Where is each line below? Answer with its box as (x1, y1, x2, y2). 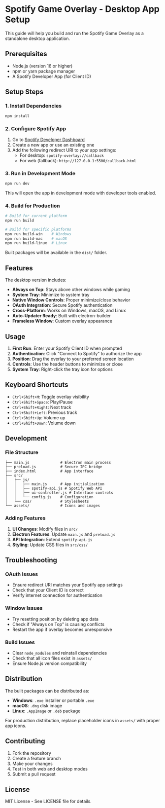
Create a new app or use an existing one (12, 142, 95, 147)
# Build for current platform (5, 214, 67, 219)
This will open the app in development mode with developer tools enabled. (5, 190, 157, 196)
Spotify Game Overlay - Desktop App (5, 3, 160, 15)
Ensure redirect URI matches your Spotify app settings (12, 582, 123, 588)
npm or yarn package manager (12, 68, 75, 74)
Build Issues (5, 639, 35, 646)
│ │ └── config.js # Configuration (5, 495, 94, 500)
